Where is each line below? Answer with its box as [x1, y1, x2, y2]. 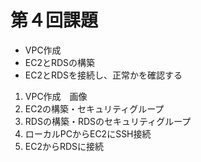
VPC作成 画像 [24, 90, 88, 102]
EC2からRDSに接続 [24, 140, 105, 152]
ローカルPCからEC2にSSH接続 [24, 127, 152, 140]
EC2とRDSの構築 [24, 56, 96, 68]
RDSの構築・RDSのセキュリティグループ [24, 115, 192, 127]
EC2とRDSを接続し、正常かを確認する [24, 69, 183, 81]
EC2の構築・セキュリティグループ [24, 102, 165, 115]
